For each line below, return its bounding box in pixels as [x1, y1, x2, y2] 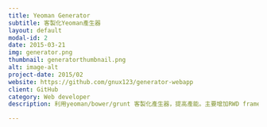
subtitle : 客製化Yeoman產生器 [8, 19, 101, 27]
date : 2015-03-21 [8, 41, 66, 49]
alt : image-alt [8, 63, 59, 71]
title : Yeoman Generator [8, 11, 91, 20]
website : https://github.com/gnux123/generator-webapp [8, 78, 194, 86]
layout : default [8, 26, 62, 34]
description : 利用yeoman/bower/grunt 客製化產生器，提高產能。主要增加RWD [8, 100, 240, 108]
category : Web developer [8, 93, 91, 101]
